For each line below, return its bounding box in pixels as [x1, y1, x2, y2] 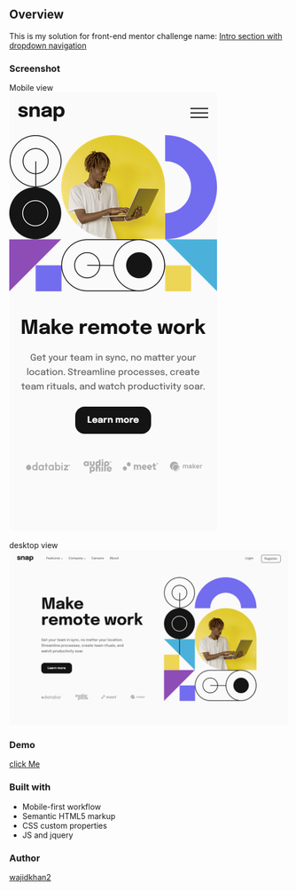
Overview [9, 7, 65, 22]
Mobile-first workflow [21, 801, 102, 812]
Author [9, 852, 41, 864]
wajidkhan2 [9, 872, 51, 882]
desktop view [9, 540, 58, 551]
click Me [9, 759, 41, 769]
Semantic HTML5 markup [21, 810, 116, 821]
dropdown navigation [9, 40, 87, 51]
